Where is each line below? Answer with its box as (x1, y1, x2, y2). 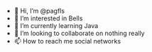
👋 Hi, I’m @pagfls (13, 7, 65, 15)
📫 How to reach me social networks (13, 37, 121, 45)
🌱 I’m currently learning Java (13, 22, 99, 30)
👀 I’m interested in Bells (13, 14, 83, 22)
